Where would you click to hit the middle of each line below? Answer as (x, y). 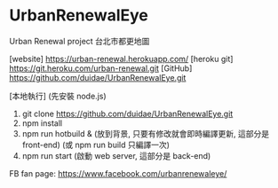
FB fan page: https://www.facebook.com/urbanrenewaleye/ (118, 173)
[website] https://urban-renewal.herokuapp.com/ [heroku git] (121, 59)
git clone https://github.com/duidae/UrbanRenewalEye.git (127, 114)
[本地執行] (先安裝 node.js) (58, 96)
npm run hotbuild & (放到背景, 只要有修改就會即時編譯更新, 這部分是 (145, 133)
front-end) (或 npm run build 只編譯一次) (96, 145)
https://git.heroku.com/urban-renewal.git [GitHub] (101, 68)
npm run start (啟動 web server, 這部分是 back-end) (116, 155)
